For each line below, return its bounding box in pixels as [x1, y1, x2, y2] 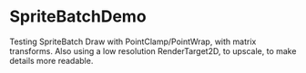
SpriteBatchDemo [9, 6, 148, 27]
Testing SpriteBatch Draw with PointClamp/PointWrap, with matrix [9, 36, 257, 47]
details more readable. [9, 55, 94, 66]
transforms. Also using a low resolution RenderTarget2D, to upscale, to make [9, 45, 297, 56]
